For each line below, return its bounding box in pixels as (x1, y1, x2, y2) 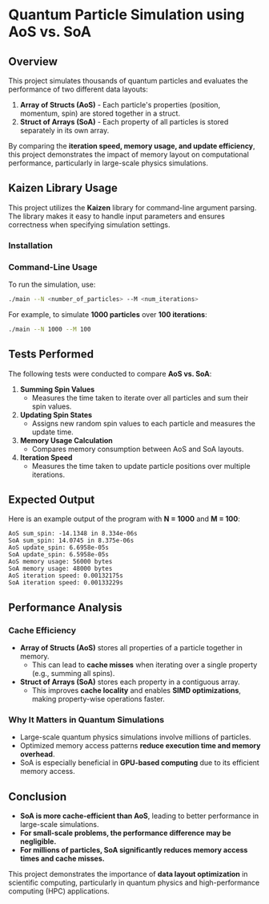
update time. (31, 427, 74, 437)
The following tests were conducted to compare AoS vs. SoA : (8, 369, 212, 378)
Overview (8, 55, 58, 68)
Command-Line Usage (8, 261, 98, 272)
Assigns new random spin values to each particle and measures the (31, 418, 256, 428)
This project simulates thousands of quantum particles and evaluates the (8, 76, 248, 85)
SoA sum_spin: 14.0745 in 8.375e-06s (8, 536, 134, 545)
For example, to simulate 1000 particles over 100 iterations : (8, 309, 207, 319)
